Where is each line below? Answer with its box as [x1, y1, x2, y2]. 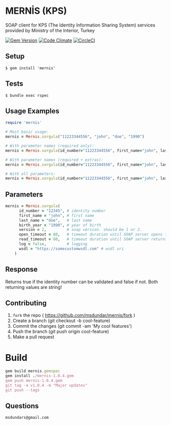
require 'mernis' [5, 120, 42, 125]
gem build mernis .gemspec [5, 368, 60, 374]
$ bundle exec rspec [5, 93, 49, 98]
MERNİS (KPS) [5, 5, 67, 17]
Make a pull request [12, 334, 54, 340]
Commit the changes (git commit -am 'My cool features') [12, 323, 132, 329]
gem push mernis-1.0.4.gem [5, 378, 63, 383]
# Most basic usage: [5, 129, 49, 135]
